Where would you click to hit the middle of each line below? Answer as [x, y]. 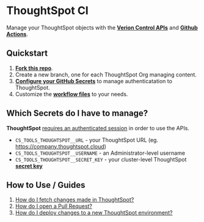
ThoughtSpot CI [47, 11]
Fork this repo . [34, 68]
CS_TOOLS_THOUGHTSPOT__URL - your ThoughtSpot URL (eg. [87, 140]
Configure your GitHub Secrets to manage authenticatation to [94, 81]
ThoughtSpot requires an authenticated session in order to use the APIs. [98, 128]
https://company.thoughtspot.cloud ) [61, 146]
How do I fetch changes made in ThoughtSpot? [75, 200]
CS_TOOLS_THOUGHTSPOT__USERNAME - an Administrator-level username [100, 153]
